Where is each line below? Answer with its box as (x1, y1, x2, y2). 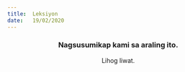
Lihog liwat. (101, 56, 135, 64)
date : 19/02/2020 (7, 17, 65, 24)
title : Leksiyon (7, 10, 58, 18)
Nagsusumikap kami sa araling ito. (58, 40, 179, 50)
